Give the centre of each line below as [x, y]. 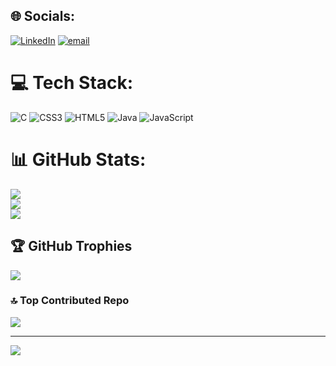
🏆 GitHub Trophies [71, 246]
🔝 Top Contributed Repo [70, 301]
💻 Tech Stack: [72, 83]
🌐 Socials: [43, 16]
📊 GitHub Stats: [78, 159]
